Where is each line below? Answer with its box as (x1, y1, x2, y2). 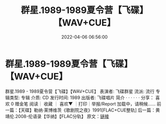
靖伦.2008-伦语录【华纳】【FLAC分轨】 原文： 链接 (5, 113, 109, 119)
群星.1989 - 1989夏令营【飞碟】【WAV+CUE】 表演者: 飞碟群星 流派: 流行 (5, 88, 155, 94)
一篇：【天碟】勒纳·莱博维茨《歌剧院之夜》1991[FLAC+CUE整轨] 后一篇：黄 (5, 107, 160, 113)
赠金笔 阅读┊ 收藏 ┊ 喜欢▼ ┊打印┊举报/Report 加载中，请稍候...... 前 (15, 100, 161, 106)
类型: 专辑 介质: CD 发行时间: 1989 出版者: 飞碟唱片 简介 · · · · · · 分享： (9, 94, 154, 100)
